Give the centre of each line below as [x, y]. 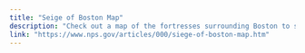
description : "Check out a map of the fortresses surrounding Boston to [150, 26]
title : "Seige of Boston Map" [67, 18]
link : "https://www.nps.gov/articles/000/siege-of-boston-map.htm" [140, 34]
